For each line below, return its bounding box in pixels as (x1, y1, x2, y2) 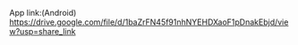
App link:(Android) (9, 8, 77, 18)
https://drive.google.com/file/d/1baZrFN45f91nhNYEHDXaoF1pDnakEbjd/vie (9, 17, 289, 27)
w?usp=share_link (9, 26, 76, 36)
